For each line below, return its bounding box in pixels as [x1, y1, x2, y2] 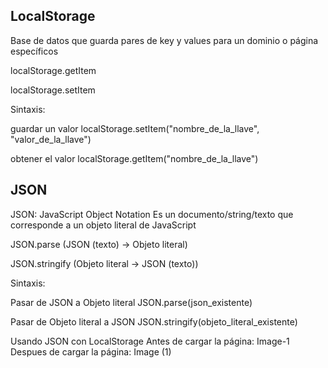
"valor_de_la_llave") [10, 133, 92, 145]
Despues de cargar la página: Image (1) [10, 345, 172, 358]
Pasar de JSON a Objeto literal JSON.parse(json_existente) [10, 296, 253, 308]
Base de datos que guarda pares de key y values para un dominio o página [10, 34, 319, 46]
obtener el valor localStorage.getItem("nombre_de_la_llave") [10, 152, 259, 164]
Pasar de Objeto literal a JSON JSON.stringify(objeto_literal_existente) [10, 315, 298, 328]
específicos [10, 45, 59, 57]
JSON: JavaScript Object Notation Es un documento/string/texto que [10, 208, 294, 220]
